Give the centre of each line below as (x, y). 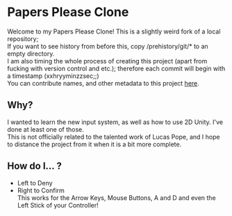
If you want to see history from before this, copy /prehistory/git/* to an (108, 46)
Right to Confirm (41, 190)
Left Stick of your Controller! (58, 205)
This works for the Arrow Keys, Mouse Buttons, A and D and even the (117, 198)
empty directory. (31, 54)
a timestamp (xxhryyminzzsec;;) (53, 76)
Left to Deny (35, 183)
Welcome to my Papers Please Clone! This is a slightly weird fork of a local (114, 31)
